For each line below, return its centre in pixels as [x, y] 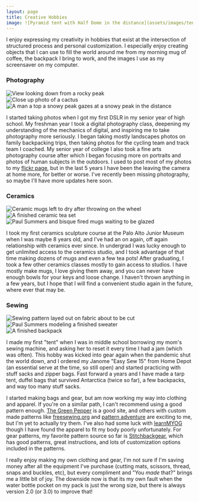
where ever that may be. [36, 289]
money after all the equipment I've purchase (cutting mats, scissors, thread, [98, 467]
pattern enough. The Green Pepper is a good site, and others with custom [96, 411]
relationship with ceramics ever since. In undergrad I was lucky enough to [96, 245]
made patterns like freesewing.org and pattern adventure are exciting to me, [99, 417]
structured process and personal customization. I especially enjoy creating [97, 46]
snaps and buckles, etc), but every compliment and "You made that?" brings [99, 472]
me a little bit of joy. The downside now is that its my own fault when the [94, 479]
